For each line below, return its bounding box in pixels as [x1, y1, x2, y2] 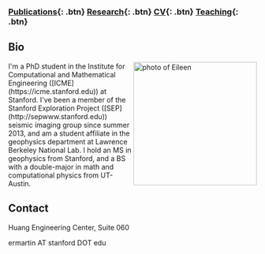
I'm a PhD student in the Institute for [8, 62, 125, 71]
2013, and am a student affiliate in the [8, 129, 130, 138]
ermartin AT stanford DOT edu [8, 237, 106, 247]
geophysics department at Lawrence [8, 136, 128, 146]
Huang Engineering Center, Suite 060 [8, 222, 130, 232]
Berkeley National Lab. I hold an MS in [8, 145, 132, 155]
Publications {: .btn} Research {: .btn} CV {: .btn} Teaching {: [8, 6, 239, 17]
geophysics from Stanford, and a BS [8, 153, 126, 163]
